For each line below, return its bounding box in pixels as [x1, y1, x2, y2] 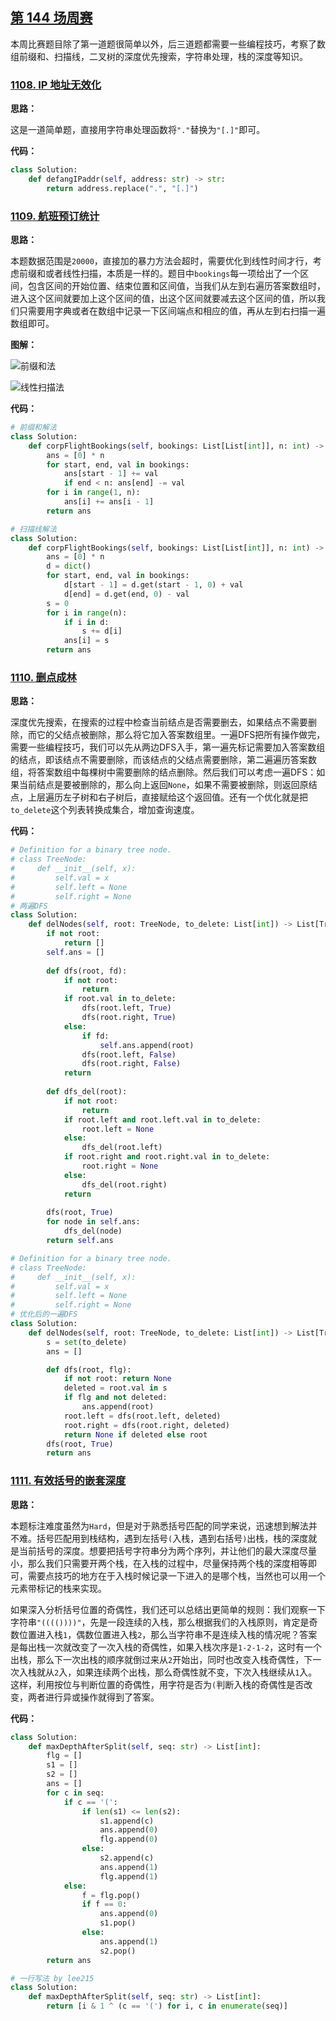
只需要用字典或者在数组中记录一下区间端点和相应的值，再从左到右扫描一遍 [18, 305, 326, 317]
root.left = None [81, 1124, 155, 1134]
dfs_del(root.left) [81, 1143, 163, 1153]
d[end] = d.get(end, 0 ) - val [63, 589, 190, 599]
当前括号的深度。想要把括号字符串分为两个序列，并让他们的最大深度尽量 [18, 1544, 317, 1557]
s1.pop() [99, 1918, 137, 1928]
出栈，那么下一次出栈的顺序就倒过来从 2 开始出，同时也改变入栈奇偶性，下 [10, 1653, 313, 1665]
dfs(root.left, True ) [81, 1003, 172, 1013]
